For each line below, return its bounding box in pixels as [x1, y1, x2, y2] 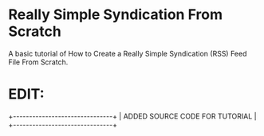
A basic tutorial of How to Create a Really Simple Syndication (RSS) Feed [8, 49, 247, 58]
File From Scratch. [8, 57, 69, 67]
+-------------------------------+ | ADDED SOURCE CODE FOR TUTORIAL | [8, 111, 257, 121]
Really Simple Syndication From [8, 6, 223, 24]
